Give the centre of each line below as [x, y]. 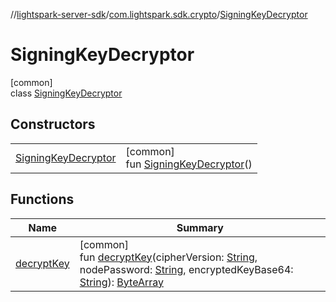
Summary [200, 227]
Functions [42, 199]
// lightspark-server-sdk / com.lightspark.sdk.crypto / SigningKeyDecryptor [159, 14]
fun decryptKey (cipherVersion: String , [168, 257]
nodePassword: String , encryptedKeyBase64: [186, 269]
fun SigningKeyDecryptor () [189, 164]
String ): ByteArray [121, 282]
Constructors [53, 124]
